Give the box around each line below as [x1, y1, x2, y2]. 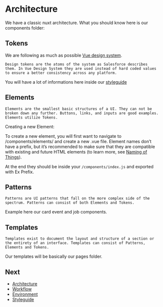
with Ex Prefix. [5, 169, 34, 175]
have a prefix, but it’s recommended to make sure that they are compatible [5, 144, 155, 150]
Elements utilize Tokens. [5, 115, 58, 120]
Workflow [12, 286, 32, 292]
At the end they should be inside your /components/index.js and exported [5, 163, 154, 169]
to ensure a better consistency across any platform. [5, 70, 117, 75]
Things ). [5, 154, 22, 160]
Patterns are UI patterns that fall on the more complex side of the [5, 196, 150, 201]
